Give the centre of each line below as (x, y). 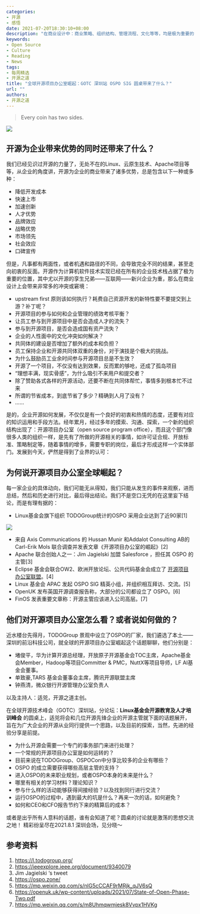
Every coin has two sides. (52, 117)
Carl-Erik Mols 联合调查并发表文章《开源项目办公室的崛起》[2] (91, 547)
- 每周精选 (18, 73)
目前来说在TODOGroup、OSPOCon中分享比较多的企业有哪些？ (92, 760)
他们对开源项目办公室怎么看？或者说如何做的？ (92, 619)
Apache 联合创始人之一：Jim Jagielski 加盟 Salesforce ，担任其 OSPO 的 (104, 554)
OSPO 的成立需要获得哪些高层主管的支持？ (67, 768)
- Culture (18, 51)
